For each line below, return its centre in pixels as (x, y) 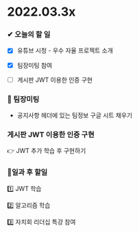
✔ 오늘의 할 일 (29, 35)
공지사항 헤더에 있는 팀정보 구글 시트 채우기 (75, 115)
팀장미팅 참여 (35, 65)
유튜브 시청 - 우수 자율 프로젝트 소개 (65, 50)
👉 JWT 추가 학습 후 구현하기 (47, 151)
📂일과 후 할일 (27, 173)
